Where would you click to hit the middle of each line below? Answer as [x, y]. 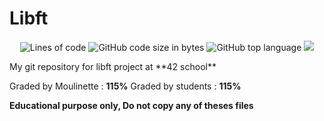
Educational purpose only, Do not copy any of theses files [131, 105]
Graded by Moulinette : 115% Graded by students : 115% [125, 86]
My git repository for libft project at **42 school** [113, 66]
